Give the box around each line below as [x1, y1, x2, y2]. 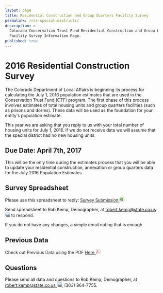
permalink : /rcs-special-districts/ [5, 18, 79, 23]
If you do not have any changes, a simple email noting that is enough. [5, 222, 144, 228]
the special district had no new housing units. [5, 132, 96, 138]
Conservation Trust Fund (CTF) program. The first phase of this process [5, 97, 149, 103]
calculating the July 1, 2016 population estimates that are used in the [5, 92, 142, 97]
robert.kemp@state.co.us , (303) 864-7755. [5, 282, 98, 288]
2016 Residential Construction [5, 60, 130, 72]
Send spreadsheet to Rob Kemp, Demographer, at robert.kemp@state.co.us [5, 207, 156, 213]
